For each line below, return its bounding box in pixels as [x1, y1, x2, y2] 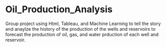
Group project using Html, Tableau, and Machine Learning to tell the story [5, 20, 161, 27]
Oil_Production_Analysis [5, 4, 113, 15]
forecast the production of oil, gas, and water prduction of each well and [5, 31, 159, 37]
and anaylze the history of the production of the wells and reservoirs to [5, 26, 156, 32]
